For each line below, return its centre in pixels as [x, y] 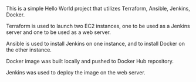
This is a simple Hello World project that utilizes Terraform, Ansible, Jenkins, [98, 8]
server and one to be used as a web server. [59, 32]
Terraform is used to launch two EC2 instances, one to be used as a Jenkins [98, 26]
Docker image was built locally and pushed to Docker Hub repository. [90, 61]
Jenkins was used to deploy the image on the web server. [76, 72]
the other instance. [29, 50]
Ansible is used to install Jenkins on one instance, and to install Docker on [95, 44]
